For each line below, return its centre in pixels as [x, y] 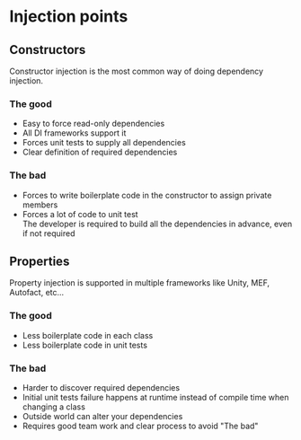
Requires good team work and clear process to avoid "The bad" [140, 426]
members [40, 205]
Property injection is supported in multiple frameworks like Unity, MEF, [140, 283]
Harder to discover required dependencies [101, 387]
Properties [40, 261]
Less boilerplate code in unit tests [85, 345]
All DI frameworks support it [74, 133]
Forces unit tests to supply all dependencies [104, 143]
